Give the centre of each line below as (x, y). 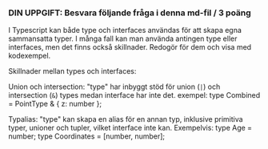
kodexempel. (30, 56)
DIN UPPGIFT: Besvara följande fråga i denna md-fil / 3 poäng (130, 13)
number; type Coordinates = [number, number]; (87, 136)
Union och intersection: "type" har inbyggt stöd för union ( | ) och (114, 87)
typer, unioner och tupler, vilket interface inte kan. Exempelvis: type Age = (130, 128)
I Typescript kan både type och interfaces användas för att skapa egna (125, 30)
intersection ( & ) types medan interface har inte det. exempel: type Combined (134, 95)
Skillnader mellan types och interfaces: (72, 71)
